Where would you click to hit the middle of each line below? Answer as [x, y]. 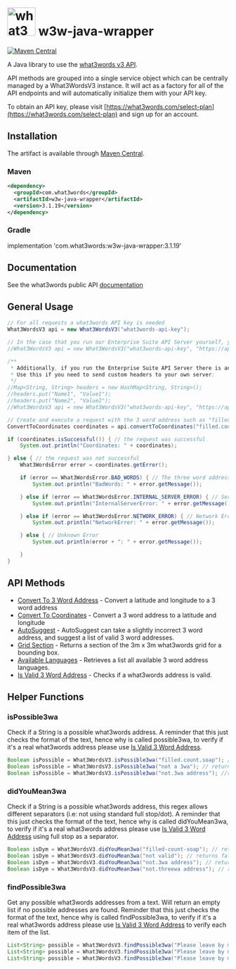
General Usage [40, 306]
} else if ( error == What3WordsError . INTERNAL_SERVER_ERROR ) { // [119, 497]
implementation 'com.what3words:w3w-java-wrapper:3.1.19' [94, 246]
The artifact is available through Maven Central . [76, 153]
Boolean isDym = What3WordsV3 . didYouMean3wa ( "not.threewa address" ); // [116, 869]
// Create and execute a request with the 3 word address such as [106, 420]
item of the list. [29, 932]
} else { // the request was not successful [73, 458]
